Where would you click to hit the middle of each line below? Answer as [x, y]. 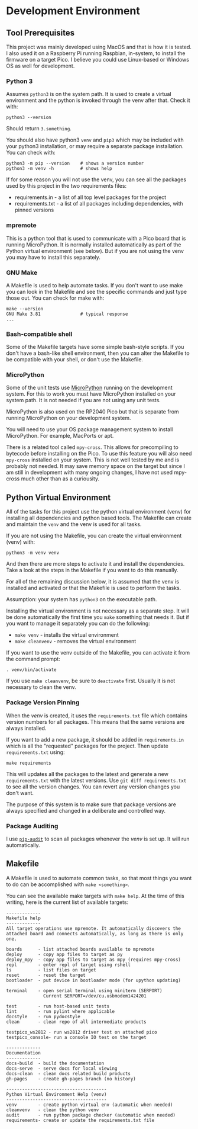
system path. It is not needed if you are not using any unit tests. [83, 400]
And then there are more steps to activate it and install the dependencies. [95, 564]
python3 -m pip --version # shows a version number [75, 163]
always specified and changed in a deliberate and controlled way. [86, 810]
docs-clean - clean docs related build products [69, 1073]
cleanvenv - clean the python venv [53, 1110]
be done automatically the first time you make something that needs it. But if [98, 617]
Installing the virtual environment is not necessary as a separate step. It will [98, 611]
